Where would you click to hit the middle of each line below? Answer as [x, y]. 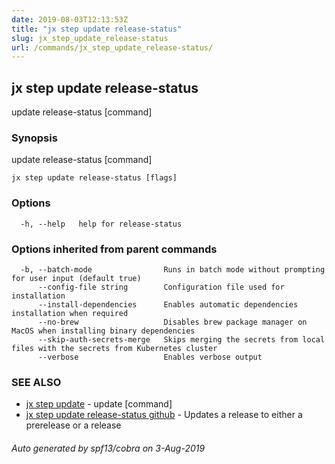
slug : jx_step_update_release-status [90, 38]
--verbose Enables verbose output [150, 357]
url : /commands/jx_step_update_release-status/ [112, 47]
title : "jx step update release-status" [97, 29]
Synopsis [34, 138]
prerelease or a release [73, 425]
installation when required [70, 313]
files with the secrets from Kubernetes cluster [114, 348]
